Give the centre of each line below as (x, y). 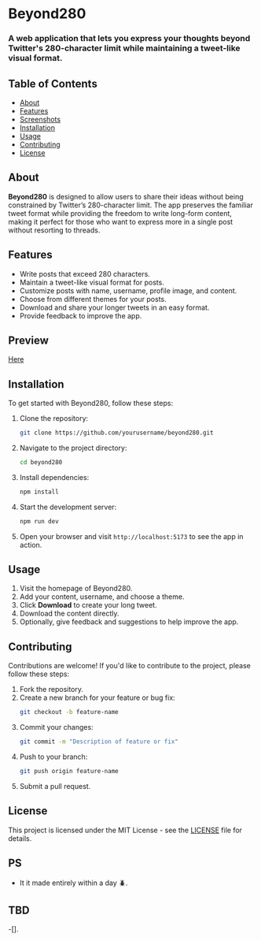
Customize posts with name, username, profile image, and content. (128, 290)
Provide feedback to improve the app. (81, 315)
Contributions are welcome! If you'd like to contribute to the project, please (130, 666)
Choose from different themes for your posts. (93, 299)
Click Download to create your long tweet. (88, 605)
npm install (39, 492)
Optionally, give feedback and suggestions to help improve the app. (129, 622)
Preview (29, 340)
